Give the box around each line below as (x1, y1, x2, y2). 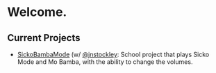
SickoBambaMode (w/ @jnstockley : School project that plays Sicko (17, 50, 210, 58)
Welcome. (7, 4, 67, 20)
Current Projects (7, 32, 81, 44)
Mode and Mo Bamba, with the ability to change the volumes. (17, 58, 193, 66)
